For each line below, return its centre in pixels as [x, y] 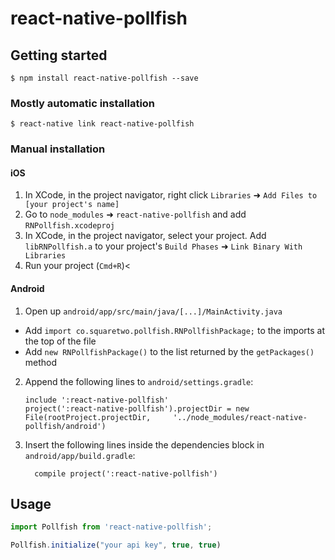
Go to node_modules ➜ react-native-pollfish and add [135, 214]
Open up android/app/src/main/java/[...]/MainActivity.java [153, 311]
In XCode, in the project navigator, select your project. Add [145, 236]
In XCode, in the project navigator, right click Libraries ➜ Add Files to [171, 195]
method [41, 362]
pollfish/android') [65, 426]
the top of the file [60, 341]
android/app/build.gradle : [80, 455]
